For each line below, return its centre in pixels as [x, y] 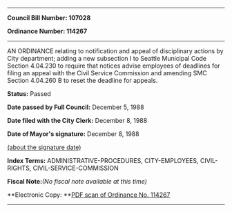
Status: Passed [29, 94]
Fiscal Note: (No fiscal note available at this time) [77, 181]
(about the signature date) [44, 147]
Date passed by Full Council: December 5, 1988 [76, 107]
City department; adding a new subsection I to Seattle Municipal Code [107, 58]
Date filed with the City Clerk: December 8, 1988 [77, 121]
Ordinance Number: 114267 [47, 31]
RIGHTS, [19, 168]
